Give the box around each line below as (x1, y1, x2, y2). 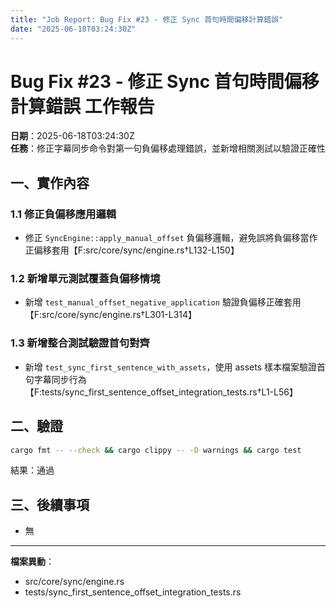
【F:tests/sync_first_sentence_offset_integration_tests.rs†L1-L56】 (24, 386, 298, 398)
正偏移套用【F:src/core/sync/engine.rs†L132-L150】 (24, 244, 240, 256)
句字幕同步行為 (24, 373, 87, 385)
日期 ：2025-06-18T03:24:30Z (10, 130, 135, 142)
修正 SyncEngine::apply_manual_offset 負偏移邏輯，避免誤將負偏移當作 (24, 232, 318, 244)
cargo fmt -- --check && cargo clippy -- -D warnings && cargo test (10, 445, 302, 455)
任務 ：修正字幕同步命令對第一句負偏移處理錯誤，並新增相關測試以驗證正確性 (10, 142, 326, 155)
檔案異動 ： (10, 556, 55, 568)
